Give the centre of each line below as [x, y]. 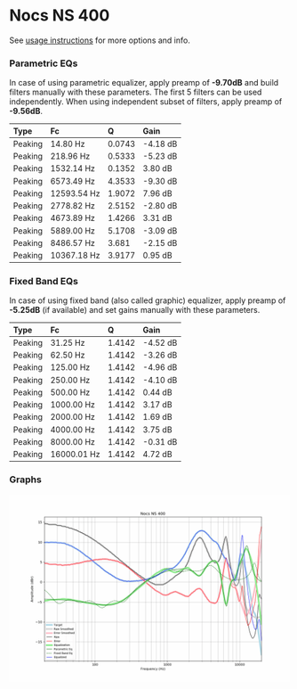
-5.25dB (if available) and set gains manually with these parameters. [135, 310]
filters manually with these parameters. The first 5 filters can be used [136, 92]
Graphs [25, 480]
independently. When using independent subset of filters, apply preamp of [146, 102]
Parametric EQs [44, 63]
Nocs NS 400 [60, 16]
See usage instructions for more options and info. [100, 40]
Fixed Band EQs [44, 281]
